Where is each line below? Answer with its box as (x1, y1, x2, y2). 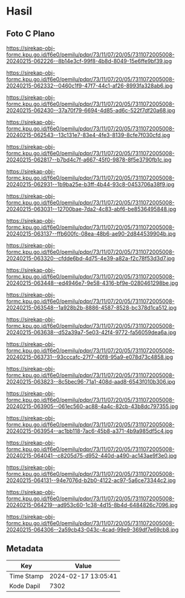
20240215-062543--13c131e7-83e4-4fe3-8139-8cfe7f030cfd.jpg (6, 132, 170, 138)
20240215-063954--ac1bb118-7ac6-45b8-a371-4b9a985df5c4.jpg (6, 427, 174, 435)
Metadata (6, 543, 44, 554)
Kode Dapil (9, 582, 41, 590)
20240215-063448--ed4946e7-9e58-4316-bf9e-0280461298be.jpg (6, 279, 178, 287)
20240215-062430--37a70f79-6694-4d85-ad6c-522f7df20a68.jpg (6, 107, 175, 114)
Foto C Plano (6, 29, 55, 39)
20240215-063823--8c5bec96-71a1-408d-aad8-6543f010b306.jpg (6, 378, 175, 385)
